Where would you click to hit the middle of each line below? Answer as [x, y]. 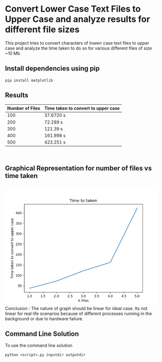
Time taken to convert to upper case [82, 108]
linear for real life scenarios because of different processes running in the [79, 313]
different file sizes [42, 30]
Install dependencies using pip [52, 69]
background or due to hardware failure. [44, 318]
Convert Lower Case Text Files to [73, 9]
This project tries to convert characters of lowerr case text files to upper [77, 43]
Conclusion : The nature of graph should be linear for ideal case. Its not [76, 308]
